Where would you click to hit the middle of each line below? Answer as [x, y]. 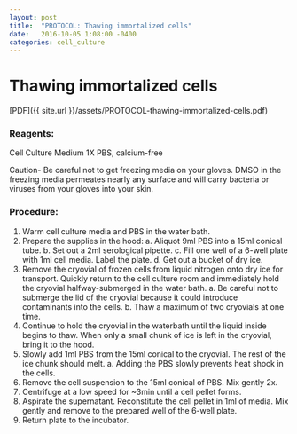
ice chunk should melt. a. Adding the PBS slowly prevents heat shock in [152, 363]
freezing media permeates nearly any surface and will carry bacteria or [139, 179]
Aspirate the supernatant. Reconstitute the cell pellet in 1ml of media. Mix [155, 401]
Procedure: [34, 212]
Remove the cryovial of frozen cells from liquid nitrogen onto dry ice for [152, 269]
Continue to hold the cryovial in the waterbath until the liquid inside [145, 326]
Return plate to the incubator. [75, 420]
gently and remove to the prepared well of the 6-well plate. [129, 410]
